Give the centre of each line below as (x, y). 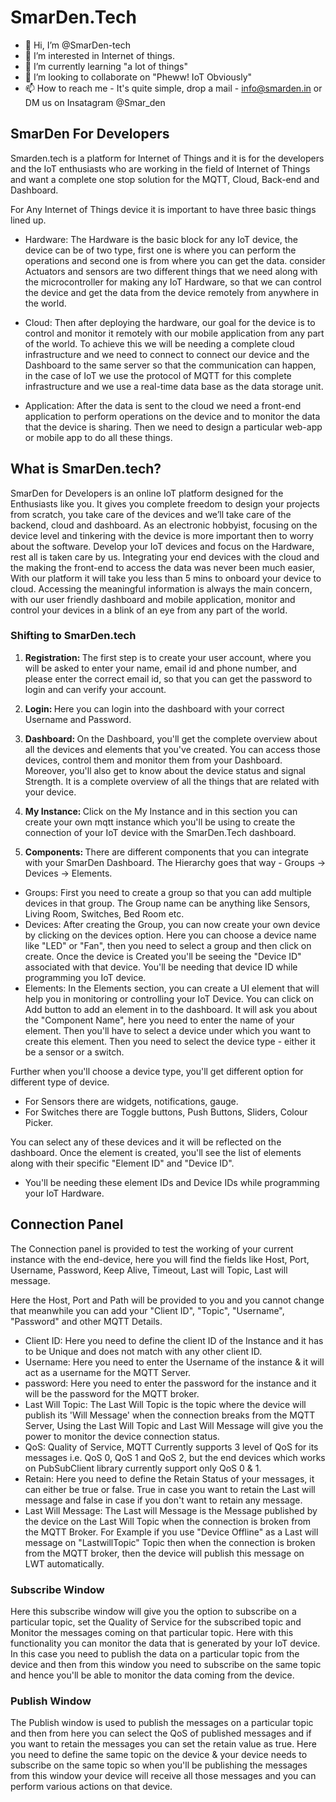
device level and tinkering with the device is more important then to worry (162, 535)
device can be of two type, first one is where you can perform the (160, 250)
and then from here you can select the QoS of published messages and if (161, 1733)
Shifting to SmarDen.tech (73, 636)
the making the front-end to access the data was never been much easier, (162, 567)
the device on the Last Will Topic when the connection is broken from (168, 1521)
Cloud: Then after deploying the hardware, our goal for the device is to (170, 322)
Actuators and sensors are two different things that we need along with (171, 271)
